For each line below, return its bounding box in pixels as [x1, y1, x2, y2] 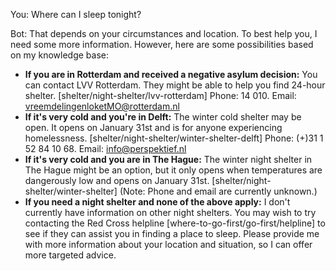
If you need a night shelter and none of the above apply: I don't [24, 196, 291, 208]
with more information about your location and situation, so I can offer [24, 239, 313, 250]
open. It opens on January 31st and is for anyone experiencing [24, 122, 283, 133]
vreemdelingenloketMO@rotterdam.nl [24, 100, 180, 112]
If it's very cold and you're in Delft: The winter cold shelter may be [24, 111, 302, 123]
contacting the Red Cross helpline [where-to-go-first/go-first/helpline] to [24, 217, 326, 229]
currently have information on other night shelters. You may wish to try [24, 207, 317, 218]
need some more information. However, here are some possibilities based [10, 39, 314, 50]
